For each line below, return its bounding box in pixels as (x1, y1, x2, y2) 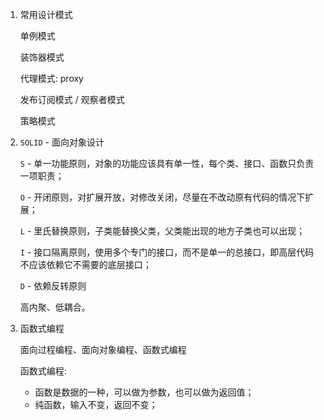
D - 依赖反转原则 (19, 280, 87, 292)
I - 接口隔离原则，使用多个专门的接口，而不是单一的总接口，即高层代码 (19, 246, 315, 258)
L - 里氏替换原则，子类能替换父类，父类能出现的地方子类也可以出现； (19, 225, 306, 237)
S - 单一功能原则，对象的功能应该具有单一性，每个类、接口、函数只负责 (19, 158, 315, 169)
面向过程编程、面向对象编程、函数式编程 (19, 344, 187, 355)
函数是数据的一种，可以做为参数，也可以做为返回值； (34, 386, 255, 398)
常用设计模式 (19, 9, 73, 20)
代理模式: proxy (19, 73, 84, 84)
